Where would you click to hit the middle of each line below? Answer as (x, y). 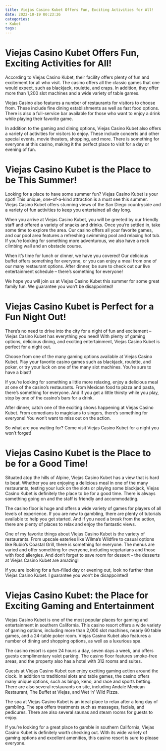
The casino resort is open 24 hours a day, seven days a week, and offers (79, 650)
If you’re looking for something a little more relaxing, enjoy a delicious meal (82, 382)
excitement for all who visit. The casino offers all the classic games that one (83, 83)
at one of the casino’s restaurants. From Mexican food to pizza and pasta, (80, 387)
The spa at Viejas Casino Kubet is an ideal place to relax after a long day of (82, 701)
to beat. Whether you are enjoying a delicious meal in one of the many (77, 483)
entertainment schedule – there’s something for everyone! (64, 271)
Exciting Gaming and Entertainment (80, 606)
